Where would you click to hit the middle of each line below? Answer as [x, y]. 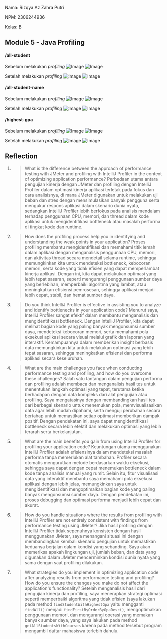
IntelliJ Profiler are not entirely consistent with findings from [86, 520]
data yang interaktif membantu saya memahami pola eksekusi [88, 478]
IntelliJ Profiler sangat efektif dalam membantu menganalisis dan [91, 315]
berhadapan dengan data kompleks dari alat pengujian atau [86, 394]
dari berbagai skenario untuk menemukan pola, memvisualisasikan [93, 405]
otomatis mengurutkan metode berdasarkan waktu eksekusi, [87, 462]
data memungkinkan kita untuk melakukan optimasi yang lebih [89, 347]
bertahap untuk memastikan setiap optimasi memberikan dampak [92, 416]
